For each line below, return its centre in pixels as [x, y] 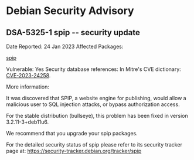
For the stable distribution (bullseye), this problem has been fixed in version [97, 116]
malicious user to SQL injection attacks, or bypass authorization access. [93, 104]
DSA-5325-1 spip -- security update [73, 33]
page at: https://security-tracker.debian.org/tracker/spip [74, 151]
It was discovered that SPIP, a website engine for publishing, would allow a [96, 98]
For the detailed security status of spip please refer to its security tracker [94, 144]
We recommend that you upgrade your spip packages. [72, 133]
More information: [28, 87]
